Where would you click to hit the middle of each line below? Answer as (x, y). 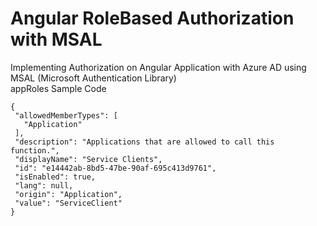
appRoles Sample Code (58, 88)
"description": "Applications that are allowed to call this (144, 142)
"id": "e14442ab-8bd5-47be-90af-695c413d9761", (115, 168)
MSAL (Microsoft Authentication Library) (93, 78)
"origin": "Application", (68, 194)
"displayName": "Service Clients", (88, 159)
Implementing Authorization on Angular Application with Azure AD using (158, 67)
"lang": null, (44, 185)
